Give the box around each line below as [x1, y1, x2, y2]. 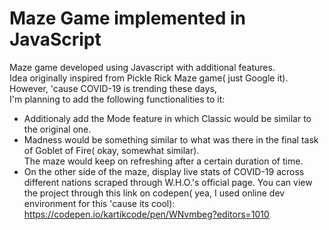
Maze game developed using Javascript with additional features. [9, 61, 276, 73]
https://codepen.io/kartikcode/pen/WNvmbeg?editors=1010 [23, 208, 270, 220]
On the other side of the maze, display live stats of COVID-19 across [23, 165, 305, 177]
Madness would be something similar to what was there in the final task [23, 133, 319, 146]
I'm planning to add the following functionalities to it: [9, 93, 226, 105]
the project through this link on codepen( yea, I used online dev [23, 187, 286, 199]
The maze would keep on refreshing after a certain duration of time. [23, 155, 304, 167]
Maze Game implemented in [9, 7, 246, 30]
